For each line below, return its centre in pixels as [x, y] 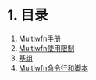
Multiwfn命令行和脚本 [53, 67]
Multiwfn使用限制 [46, 48]
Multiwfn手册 [40, 38]
